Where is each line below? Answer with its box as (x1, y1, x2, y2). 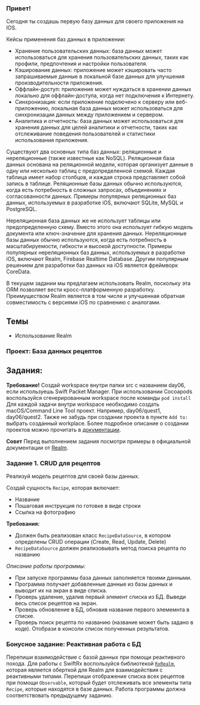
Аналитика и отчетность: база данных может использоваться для (14, 117, 184, 125)
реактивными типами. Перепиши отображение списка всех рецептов (6, 673, 185, 680)
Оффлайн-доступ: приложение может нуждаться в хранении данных (14, 86, 192, 93)
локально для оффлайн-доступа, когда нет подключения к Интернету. (14, 92, 195, 100)
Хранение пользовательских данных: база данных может (14, 47, 162, 55)
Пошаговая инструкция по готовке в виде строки (14, 502, 141, 510)
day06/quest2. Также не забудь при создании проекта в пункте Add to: (6, 413, 188, 420)
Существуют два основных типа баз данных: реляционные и (6, 148, 162, 155)
